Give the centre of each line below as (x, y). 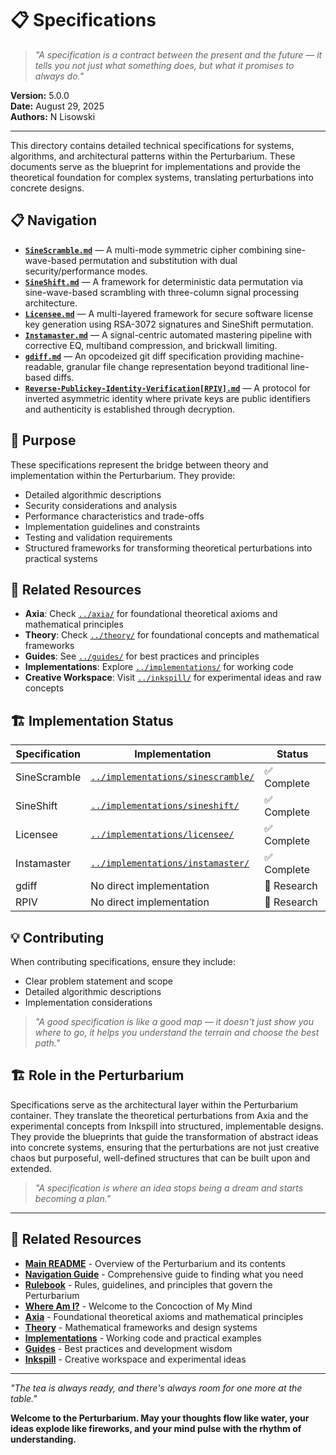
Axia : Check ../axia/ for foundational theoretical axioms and (151, 614)
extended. (31, 1168)
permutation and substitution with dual (158, 260)
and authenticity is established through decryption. (130, 409)
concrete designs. (47, 188)
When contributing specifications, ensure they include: (123, 961)
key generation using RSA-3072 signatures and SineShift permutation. (169, 324)
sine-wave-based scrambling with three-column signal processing (162, 292)
